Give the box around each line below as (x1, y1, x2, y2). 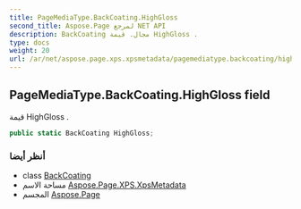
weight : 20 (9, 46, 50, 55)
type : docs (9, 38, 50, 47)
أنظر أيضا (9, 149, 46, 162)
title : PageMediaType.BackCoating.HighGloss (9, 13, 178, 22)
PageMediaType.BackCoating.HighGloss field (9, 88, 271, 103)
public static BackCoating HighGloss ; (9, 129, 154, 138)
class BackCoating (21, 170, 91, 180)
